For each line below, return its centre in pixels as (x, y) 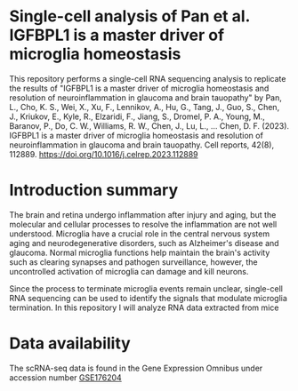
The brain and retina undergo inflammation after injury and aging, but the (143, 214)
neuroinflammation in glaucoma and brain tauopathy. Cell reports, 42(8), (142, 145)
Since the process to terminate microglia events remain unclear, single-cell (146, 288)
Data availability (70, 343)
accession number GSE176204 (65, 377)
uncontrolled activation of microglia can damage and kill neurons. (129, 271)
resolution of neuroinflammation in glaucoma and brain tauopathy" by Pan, (146, 97)
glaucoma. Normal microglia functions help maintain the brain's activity (140, 252)
